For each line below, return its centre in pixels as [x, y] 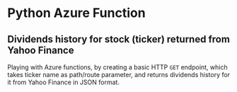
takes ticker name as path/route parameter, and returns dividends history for [119, 75]
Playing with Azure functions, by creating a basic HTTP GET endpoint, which [117, 67]
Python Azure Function [77, 13]
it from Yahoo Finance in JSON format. [64, 82]
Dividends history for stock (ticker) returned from [118, 39]
